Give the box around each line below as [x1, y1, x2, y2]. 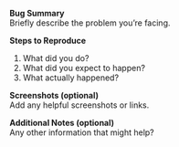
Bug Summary [9, 8, 66, 18]
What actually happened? [22, 72, 120, 83]
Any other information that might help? [9, 127, 155, 138]
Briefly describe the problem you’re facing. [9, 17, 171, 28]
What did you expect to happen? [22, 63, 146, 73]
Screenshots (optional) [9, 90, 99, 100]
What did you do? [22, 53, 89, 63]
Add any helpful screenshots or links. [9, 100, 150, 110]
